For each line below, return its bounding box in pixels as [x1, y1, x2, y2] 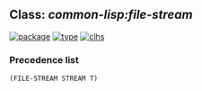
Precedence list [9, 53, 79, 66]
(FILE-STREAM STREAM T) [9, 74, 99, 84]
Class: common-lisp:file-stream [9, 7, 193, 23]
